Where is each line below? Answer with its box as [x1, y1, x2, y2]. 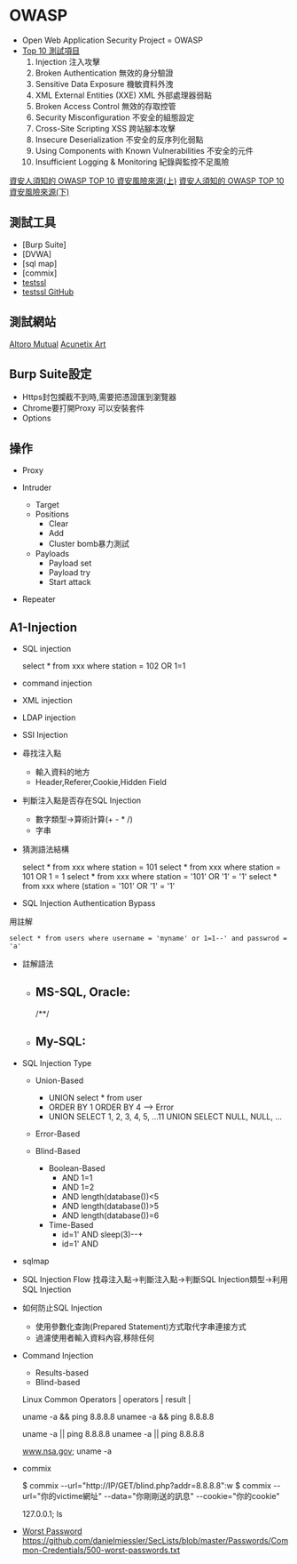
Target [35, 500, 59, 510]
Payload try [48, 567, 91, 578]
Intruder [21, 482, 51, 493]
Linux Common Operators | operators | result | [21, 1393, 191, 1405]
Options [21, 413, 51, 423]
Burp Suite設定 [9, 366, 92, 381]
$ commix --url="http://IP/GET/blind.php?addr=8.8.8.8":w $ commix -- [21, 1480, 281, 1490]
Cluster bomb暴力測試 [48, 539, 130, 549]
